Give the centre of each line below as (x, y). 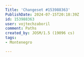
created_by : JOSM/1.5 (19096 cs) (40, 33)
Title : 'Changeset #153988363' (38, 10)
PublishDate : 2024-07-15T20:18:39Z (42, 14)
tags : (11, 38)
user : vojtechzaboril (28, 24)
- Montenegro (19, 42)
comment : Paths (21, 28)
